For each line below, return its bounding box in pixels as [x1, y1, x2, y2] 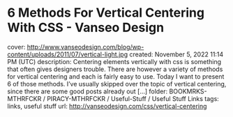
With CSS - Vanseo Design [7, 19, 165, 36]
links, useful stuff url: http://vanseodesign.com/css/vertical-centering [7, 102, 207, 110]
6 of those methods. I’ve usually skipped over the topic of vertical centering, [7, 79, 227, 88]
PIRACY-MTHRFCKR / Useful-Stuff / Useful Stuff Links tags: [46, 94, 220, 102]
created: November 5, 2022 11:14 [128, 50, 224, 58]
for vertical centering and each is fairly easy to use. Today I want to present [7, 72, 225, 81]
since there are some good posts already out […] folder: [7, 87, 168, 95]
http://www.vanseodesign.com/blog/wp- [27, 42, 144, 51]
